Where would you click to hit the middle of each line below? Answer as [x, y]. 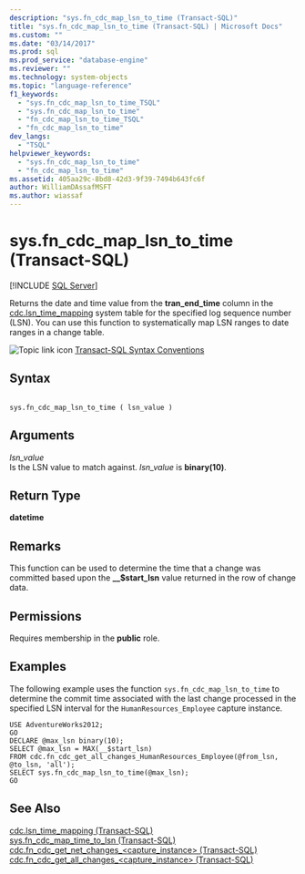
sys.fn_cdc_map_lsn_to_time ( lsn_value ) [91, 407]
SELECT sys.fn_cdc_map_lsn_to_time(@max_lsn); [99, 772]
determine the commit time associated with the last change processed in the [153, 698]
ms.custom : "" [36, 35]
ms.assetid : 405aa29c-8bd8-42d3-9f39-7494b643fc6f [107, 179]
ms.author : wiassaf [46, 196]
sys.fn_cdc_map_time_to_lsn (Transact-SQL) [92, 840]
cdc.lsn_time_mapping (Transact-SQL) [81, 830]
